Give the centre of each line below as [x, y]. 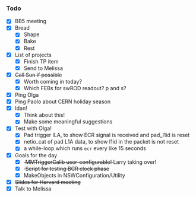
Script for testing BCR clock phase [67, 169]
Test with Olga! [33, 128]
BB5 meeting [30, 21]
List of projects [33, 55]
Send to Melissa [43, 68]
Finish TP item [41, 61]
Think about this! [44, 115]
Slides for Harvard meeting [48, 182]
